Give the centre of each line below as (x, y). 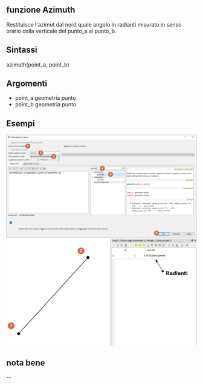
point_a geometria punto (45, 98)
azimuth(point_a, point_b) (38, 64)
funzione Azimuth (41, 10)
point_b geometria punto (46, 105)
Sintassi (22, 50)
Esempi (21, 123)
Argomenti (27, 84)
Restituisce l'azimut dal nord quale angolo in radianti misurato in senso (94, 24)
